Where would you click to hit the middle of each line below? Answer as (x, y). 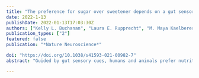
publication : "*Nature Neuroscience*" (54, 45)
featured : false (26, 39)
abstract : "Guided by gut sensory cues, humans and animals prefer (91, 61)
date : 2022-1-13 (26, 17)
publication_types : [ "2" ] (38, 34)
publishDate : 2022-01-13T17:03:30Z (50, 22)
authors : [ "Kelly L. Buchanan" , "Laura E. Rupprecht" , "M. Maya (87, 28)
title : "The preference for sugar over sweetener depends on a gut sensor (100, 12)
